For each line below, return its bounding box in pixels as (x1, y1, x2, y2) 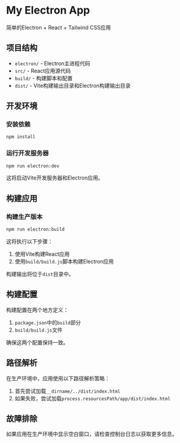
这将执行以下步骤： (6, 238, 53, 245)
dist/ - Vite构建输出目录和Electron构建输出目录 (14, 82, 131, 89)
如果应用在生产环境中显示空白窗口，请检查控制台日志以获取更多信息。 (6, 431, 178, 438)
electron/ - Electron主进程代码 (14, 60, 91, 67)
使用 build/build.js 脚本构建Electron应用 (14, 258, 114, 265)
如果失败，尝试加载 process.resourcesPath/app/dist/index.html (14, 394, 171, 402)
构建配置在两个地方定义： (6, 306, 69, 313)
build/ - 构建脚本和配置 (14, 75, 73, 82)
